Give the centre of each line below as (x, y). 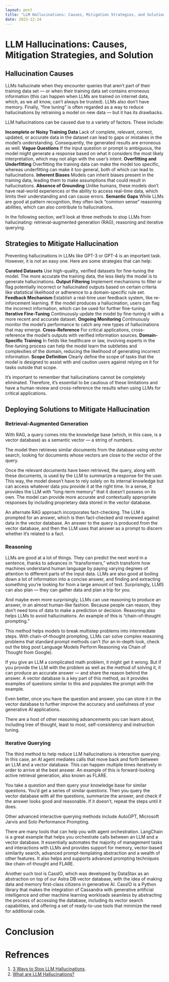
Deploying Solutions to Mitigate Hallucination (77, 409)
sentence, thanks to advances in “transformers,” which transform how (78, 563)
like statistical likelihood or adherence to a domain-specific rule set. (75, 292)
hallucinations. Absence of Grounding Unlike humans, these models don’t (82, 186)
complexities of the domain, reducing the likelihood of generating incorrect (82, 351)
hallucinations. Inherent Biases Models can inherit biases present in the (79, 175)
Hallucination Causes (39, 73)
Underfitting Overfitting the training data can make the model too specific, (82, 164)
